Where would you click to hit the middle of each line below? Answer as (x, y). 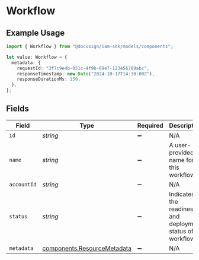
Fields (18, 109)
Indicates (182, 194)
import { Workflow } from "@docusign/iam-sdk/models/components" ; (90, 46)
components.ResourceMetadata (87, 248)
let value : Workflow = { (37, 57)
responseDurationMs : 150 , (49, 79)
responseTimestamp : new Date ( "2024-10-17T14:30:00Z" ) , (86, 74)
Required (150, 125)
